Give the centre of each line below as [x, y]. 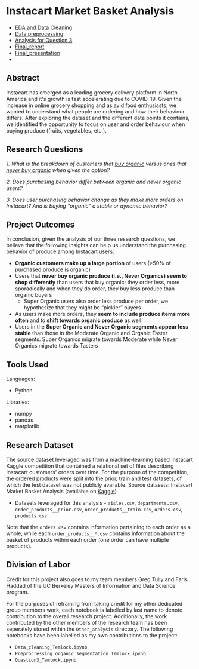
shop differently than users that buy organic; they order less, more [97, 283]
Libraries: [18, 402]
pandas [24, 420]
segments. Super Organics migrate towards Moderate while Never [96, 339]
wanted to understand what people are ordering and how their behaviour [95, 111]
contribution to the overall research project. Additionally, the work [87, 616]
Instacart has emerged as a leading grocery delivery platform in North [92, 92]
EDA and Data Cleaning [43, 27]
